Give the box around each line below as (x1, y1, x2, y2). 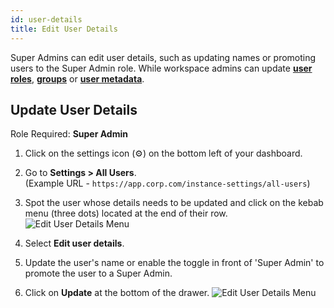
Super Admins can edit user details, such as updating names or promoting (10, 51, 317, 63)
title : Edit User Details (10, 24, 118, 34)
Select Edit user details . (24, 237, 125, 250)
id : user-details (10, 14, 83, 25)
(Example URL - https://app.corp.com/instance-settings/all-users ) (24, 177, 311, 190)
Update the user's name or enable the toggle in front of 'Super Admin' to (24, 257, 325, 269)
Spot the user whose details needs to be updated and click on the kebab (24, 197, 324, 209)
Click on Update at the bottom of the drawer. (24, 287, 210, 299)
